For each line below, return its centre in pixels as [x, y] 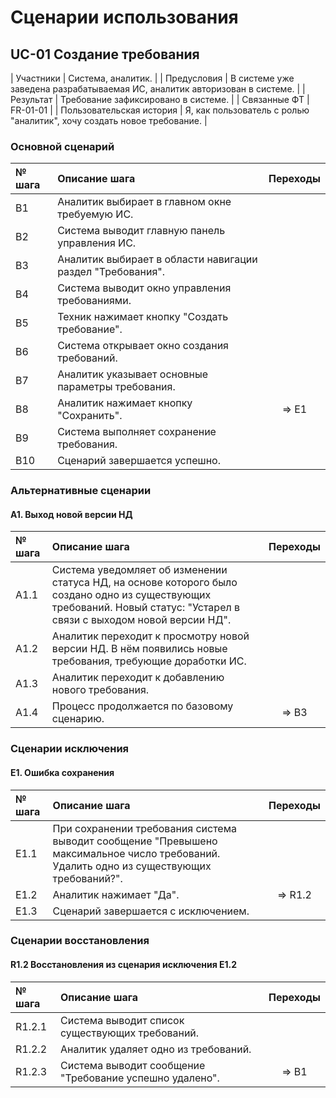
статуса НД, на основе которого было [144, 583]
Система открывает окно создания [143, 346]
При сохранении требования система [144, 828]
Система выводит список [122, 1020]
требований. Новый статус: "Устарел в [146, 608]
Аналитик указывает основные [133, 374]
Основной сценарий [62, 146]
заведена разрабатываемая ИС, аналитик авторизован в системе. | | [158, 89]
